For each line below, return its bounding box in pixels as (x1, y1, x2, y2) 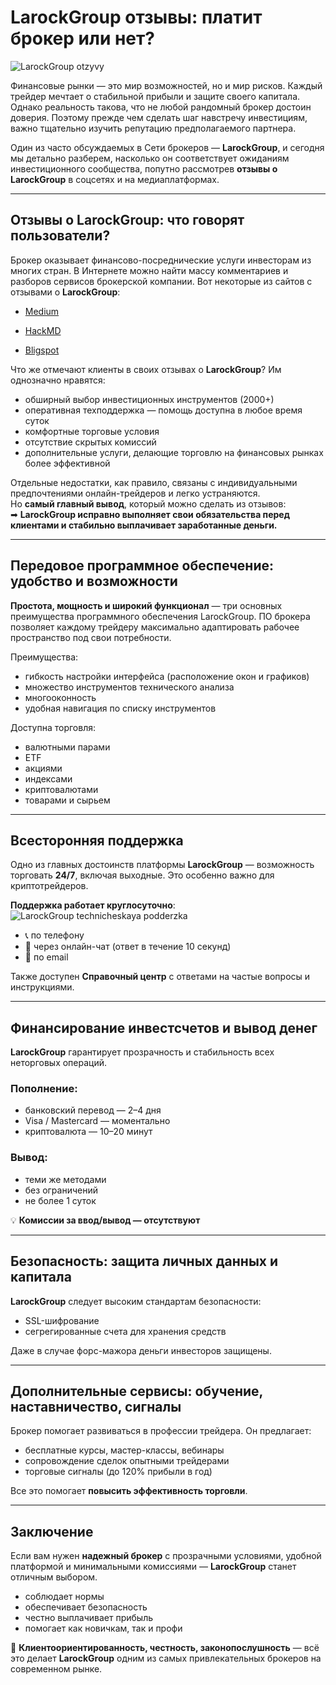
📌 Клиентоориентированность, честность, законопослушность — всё (10, 1642, 320, 1654)
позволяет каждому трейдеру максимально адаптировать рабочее (10, 621, 300, 633)
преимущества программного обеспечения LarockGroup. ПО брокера (10, 610, 311, 622)
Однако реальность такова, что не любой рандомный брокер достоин (10, 101, 312, 113)
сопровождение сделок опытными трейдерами (24, 1455, 230, 1467)
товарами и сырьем (24, 794, 111, 806)
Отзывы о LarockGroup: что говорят (10, 212, 245, 229)
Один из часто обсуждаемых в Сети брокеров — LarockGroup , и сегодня (10, 141, 325, 153)
